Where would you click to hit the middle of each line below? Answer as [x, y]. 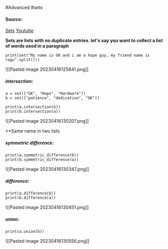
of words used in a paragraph [37, 46]
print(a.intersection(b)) [33, 107]
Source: [14, 19]
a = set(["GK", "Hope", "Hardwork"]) [46, 94]
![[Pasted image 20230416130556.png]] [47, 241]
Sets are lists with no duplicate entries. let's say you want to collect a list [84, 41]
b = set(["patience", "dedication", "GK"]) [52, 98]
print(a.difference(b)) [31, 194]
